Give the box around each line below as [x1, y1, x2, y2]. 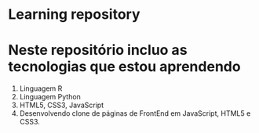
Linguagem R [19, 84, 63, 93]
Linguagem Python [19, 92, 81, 102]
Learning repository [8, 5, 140, 23]
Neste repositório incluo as [8, 41, 188, 59]
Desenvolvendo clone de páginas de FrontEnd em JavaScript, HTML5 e [19, 109, 251, 118]
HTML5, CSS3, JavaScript [19, 100, 104, 110]
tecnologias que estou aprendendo [8, 58, 241, 76]
